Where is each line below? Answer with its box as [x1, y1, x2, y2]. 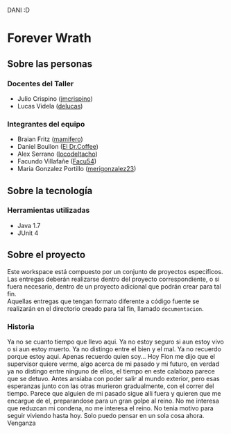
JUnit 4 [17, 229, 39, 237]
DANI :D [7, 6, 30, 14]
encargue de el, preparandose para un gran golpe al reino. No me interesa [7, 396, 220, 405]
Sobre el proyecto [7, 249, 85, 261]
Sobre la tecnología [7, 184, 93, 197]
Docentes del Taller [7, 79, 74, 88]
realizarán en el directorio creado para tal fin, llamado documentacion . [7, 304, 205, 312]
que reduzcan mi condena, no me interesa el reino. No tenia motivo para [7, 403, 214, 412]
